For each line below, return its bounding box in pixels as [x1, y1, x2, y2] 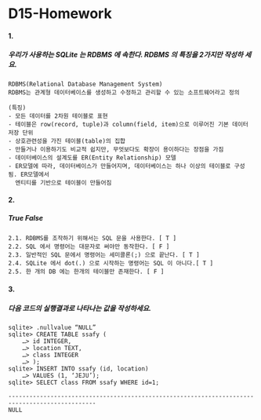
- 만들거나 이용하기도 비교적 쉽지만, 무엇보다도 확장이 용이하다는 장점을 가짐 [8, 145, 224, 153]
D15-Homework [8, 5, 112, 23]
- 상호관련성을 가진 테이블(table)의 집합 [8, 137, 126, 145]
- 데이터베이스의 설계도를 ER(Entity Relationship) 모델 [8, 154, 176, 162]
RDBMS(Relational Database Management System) [8, 80, 163, 88]
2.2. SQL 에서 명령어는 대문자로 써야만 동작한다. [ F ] [8, 243, 170, 251]
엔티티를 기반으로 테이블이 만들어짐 [15, 178, 112, 187]
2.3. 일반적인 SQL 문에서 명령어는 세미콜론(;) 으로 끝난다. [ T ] [8, 251, 200, 259]
